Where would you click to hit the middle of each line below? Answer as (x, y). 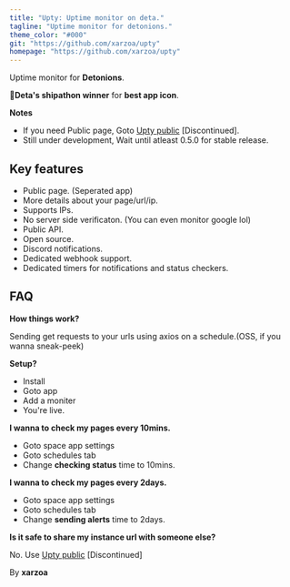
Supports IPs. (48, 209)
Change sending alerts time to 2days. (94, 519)
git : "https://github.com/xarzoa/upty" (85, 43)
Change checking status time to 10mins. (99, 464)
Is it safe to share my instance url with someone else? (113, 537)
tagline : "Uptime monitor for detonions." (91, 26)
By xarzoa (29, 572)
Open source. (48, 238)
